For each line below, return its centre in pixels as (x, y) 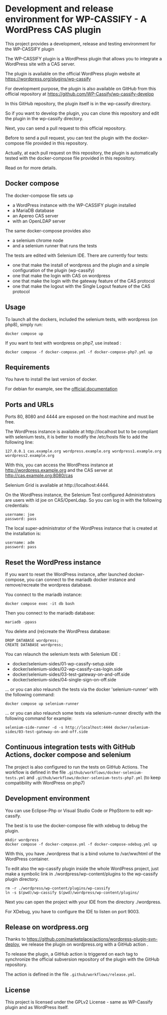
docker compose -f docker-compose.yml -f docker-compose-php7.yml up (79, 352)
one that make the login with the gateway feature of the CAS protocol (83, 281)
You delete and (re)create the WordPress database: (58, 631)
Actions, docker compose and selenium (68, 755)
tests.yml (15, 778)
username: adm (20, 543)
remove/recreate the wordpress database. (49, 585)
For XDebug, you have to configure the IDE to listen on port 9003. (73, 911)
